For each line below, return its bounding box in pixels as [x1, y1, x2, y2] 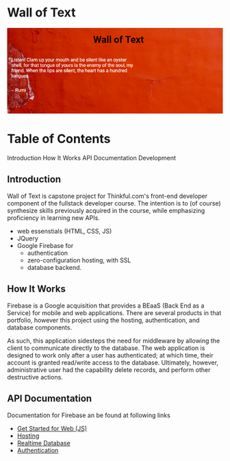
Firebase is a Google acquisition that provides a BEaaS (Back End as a [7, 301, 205, 310]
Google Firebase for [16, 241, 74, 249]
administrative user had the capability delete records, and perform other [7, 365, 211, 374]
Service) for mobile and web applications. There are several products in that [7, 308, 222, 316]
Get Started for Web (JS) [16, 424, 88, 432]
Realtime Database [16, 438, 71, 447]
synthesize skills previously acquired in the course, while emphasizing [7, 206, 205, 214]
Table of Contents [7, 132, 111, 147]
